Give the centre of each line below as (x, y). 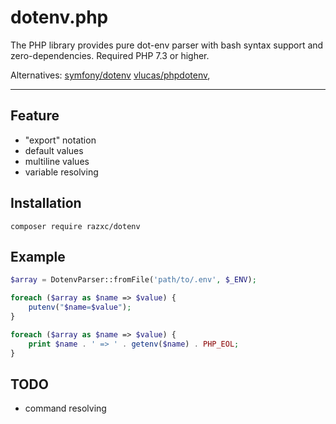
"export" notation (60, 140)
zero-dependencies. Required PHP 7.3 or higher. (110, 55)
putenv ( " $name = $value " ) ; (80, 307)
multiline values (57, 161)
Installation (46, 203)
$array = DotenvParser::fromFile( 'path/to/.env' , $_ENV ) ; (133, 280)
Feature (35, 116)
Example (38, 256)
